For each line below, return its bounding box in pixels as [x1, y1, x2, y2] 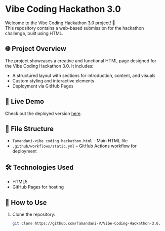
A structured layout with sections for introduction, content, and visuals [12, 73, 156, 78]
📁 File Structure [5, 124, 54, 133]
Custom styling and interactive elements [12, 77, 95, 83]
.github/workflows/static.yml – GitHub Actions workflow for [12, 143, 137, 149]
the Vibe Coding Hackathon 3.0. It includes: [5, 63, 94, 69]
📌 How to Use [5, 198, 47, 207]
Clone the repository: [12, 211, 56, 217]
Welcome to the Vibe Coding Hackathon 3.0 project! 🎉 [5, 20, 115, 26]
